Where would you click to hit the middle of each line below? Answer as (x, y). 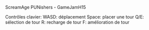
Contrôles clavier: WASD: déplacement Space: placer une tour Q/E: (75, 17)
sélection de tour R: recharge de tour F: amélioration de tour (67, 22)
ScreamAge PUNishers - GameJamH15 (46, 7)
